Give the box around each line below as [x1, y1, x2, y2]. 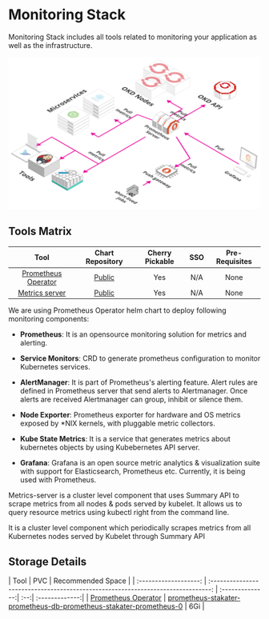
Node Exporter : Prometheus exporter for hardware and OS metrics [19, 410, 241, 420]
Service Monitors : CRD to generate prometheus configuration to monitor [19, 353, 261, 363]
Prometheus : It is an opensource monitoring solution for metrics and [19, 329, 247, 339]
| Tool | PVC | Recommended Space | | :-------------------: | [8, 576, 207, 585]
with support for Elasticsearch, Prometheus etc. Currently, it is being [19, 466, 246, 477]
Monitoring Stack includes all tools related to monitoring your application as [8, 32, 258, 42]
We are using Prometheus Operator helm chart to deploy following [8, 306, 227, 315]
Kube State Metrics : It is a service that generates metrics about [19, 434, 231, 444]
